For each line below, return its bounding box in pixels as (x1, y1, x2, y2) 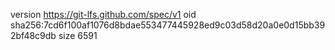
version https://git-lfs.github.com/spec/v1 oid (10, 9, 197, 20)
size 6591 (58, 30, 98, 41)
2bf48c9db (10, 30, 57, 41)
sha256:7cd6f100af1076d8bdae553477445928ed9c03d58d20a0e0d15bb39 (10, 19, 326, 31)
